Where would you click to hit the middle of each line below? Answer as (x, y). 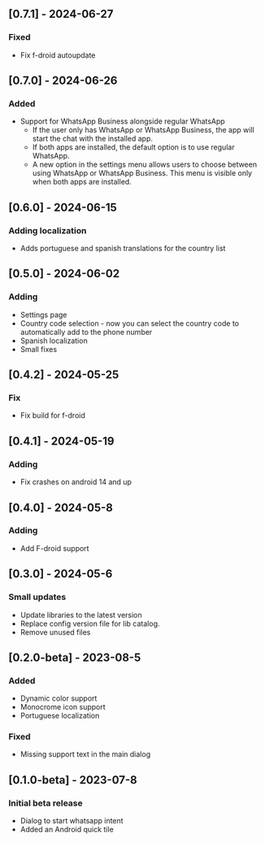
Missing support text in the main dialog (85, 754)
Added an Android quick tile (67, 830)
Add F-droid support (54, 548)
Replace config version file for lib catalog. (90, 623)
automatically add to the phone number (86, 332)
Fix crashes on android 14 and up (76, 482)
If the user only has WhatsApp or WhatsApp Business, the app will (143, 130)
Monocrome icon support (63, 707)
